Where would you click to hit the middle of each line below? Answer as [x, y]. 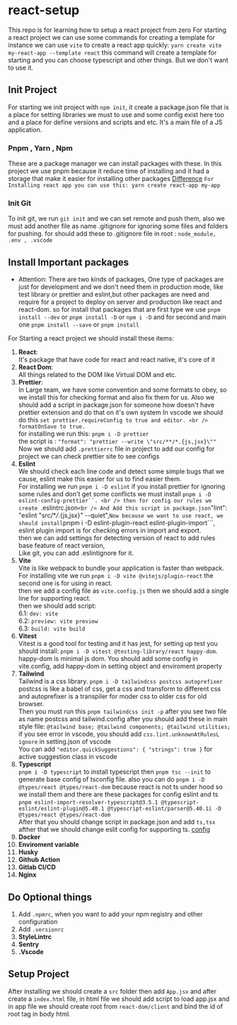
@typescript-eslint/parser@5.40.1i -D [164, 809]
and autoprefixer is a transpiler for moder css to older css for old [112, 696]
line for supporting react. [54, 598]
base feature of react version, [62, 546]
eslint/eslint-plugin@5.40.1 [61, 809]
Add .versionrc [41, 929]
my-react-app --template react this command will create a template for [112, 53]
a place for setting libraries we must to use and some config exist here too [116, 114]
